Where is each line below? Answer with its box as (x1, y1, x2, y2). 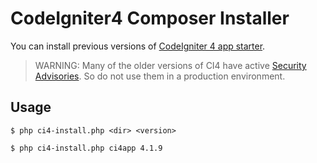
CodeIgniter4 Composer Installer (10, 7, 290, 30)
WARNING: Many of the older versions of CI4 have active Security (34, 59, 307, 71)
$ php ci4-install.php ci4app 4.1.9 (10, 143, 163, 153)
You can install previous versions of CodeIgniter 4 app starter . (10, 40, 266, 52)
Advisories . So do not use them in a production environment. (34, 70, 286, 82)
